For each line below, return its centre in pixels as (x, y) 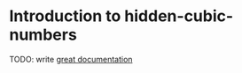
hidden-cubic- (179, 16)
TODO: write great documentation (71, 59)
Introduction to (65, 16)
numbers (43, 35)
